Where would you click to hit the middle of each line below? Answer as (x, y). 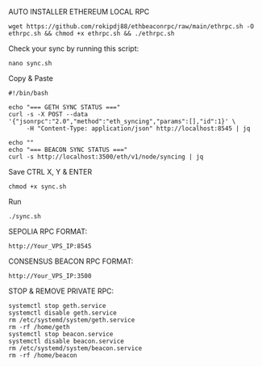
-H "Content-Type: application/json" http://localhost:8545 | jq (138, 129)
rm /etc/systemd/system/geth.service (72, 320)
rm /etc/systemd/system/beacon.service (75, 348)
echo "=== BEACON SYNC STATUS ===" (68, 150)
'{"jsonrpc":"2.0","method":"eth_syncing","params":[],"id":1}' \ (122, 121)
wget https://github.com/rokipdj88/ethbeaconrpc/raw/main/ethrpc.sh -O (131, 27)
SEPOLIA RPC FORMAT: (48, 231)
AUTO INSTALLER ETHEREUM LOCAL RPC (79, 12)
